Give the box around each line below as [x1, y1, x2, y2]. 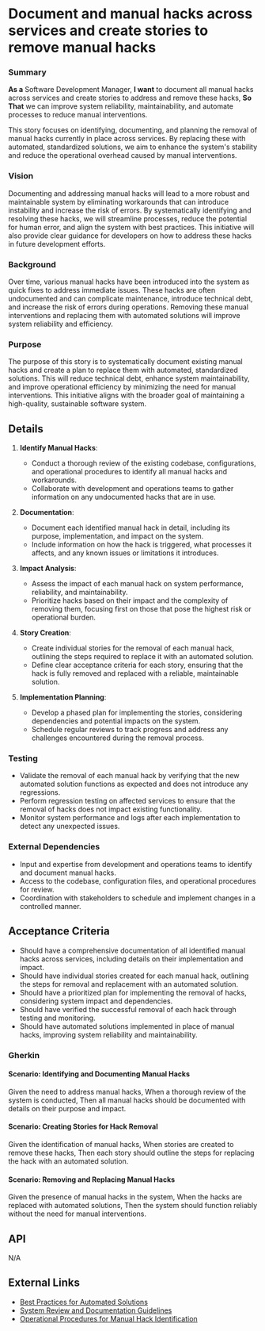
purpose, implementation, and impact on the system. [31, 531, 204, 541]
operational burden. [31, 612, 97, 623]
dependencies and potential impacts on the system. [31, 716, 200, 726]
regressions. [19, 788, 61, 797]
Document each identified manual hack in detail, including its [31, 523, 231, 532]
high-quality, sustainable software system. [8, 399, 146, 409]
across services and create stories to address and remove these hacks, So [8, 93, 252, 103]
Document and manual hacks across [8, 5, 253, 23]
